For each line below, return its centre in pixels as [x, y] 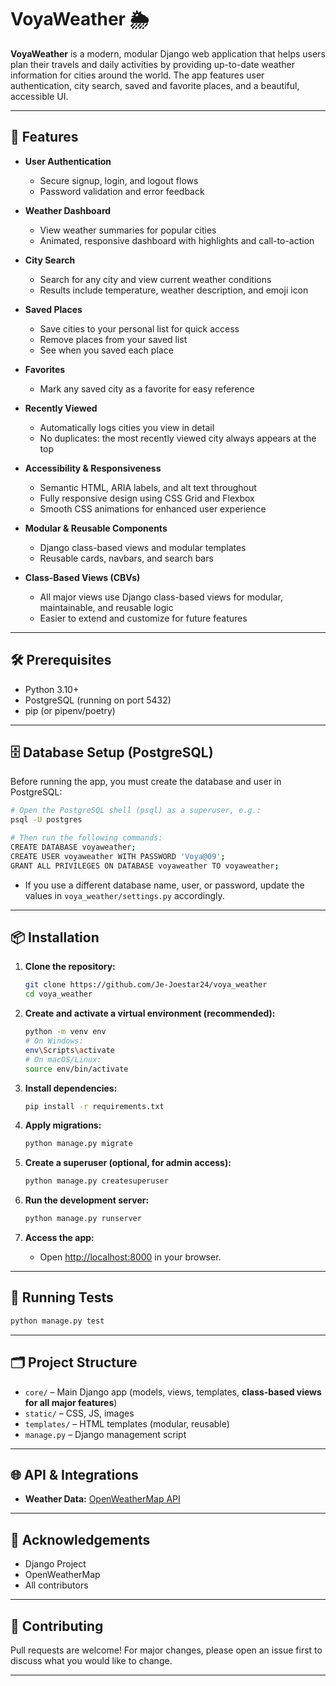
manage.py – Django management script [105, 1434]
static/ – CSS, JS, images [79, 1413]
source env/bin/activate [76, 1069]
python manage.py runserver [83, 1219]
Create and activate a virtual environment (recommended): [150, 1013]
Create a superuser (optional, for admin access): [128, 1163]
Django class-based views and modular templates [143, 547]
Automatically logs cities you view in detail [127, 427]
